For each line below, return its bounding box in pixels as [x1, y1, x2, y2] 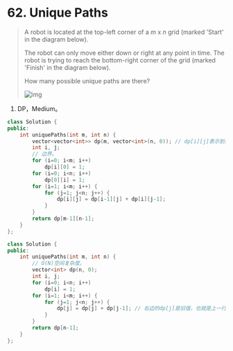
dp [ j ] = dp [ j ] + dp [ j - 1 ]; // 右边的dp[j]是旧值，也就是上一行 [56, 305, 227, 312]
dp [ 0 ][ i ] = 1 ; [44, 176, 85, 183]
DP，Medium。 [17, 104, 62, 112]
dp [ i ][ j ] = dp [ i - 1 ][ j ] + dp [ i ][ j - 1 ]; [56, 196, 166, 203]
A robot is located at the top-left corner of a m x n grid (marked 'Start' [24, 28, 224, 36]
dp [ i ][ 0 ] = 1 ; [44, 164, 85, 171]
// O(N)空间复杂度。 [32, 260, 85, 267]
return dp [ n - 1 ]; [32, 325, 79, 332]
